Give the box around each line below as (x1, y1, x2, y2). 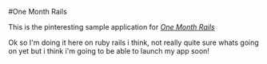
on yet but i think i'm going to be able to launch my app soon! (8, 46, 210, 55)
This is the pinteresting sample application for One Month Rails (8, 22, 215, 31)
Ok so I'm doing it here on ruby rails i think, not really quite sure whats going (8, 38, 260, 47)
